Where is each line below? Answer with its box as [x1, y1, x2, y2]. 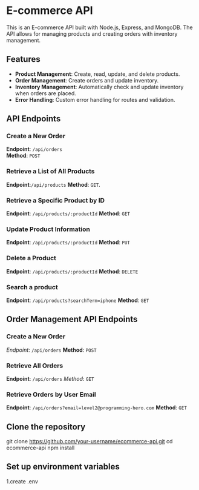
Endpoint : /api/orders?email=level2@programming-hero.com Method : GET [6, 404, 188, 411]
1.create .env [6, 477, 38, 485]
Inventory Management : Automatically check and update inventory [15, 83, 184, 90]
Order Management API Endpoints [6, 314, 138, 324]
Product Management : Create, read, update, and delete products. [15, 70, 180, 78]
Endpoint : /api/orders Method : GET [6, 375, 94, 382]
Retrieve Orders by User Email [6, 390, 97, 398]
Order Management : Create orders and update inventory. [15, 76, 159, 84]
